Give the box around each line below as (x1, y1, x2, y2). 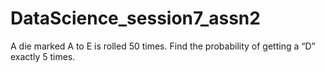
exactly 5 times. (10, 50, 76, 62)
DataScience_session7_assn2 (10, 7, 261, 30)
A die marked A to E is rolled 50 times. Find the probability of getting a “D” (10, 40, 316, 52)
